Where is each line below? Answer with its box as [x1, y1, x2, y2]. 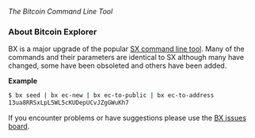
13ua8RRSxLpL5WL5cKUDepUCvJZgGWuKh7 [8, 99, 129, 107]
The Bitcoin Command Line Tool [8, 7, 113, 16]
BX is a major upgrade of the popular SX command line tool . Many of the [8, 44, 245, 54]
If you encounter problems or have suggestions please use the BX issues [8, 114, 247, 123]
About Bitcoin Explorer [8, 26, 97, 37]
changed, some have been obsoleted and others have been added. [8, 61, 227, 70]
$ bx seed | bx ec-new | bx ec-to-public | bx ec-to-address [8, 91, 215, 99]
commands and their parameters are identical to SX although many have [8, 53, 244, 62]
